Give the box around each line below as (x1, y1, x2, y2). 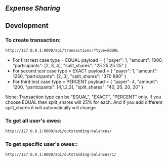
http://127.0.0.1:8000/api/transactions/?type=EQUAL (5, 48, 119, 53)
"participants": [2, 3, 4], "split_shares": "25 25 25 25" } (12, 62, 127, 68)
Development (5, 21, 49, 30)
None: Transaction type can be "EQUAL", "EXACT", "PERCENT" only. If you (5, 94, 161, 100)
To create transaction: (5, 36, 61, 44)
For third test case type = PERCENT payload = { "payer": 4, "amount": (12, 78, 158, 85)
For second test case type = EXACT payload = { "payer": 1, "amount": (12, 68, 158, 74)
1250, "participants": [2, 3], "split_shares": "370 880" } (12, 73, 127, 79)
